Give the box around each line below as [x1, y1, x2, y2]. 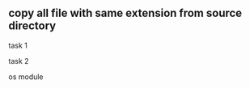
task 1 [8, 40, 28, 50]
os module [8, 72, 44, 82]
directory [8, 19, 57, 33]
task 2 [8, 56, 30, 65]
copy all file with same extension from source [8, 6, 243, 20]
